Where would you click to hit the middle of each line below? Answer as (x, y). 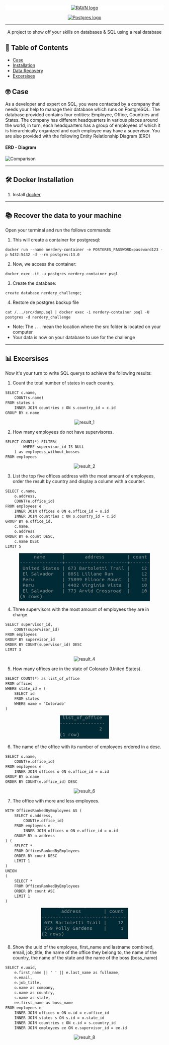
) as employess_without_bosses (47, 452)
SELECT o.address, (33, 816)
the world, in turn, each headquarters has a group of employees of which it (83, 125)
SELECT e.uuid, (21, 968)
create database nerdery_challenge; (44, 293)
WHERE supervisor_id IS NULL (54, 447)
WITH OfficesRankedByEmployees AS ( (44, 811)
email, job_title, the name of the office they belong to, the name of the (84, 952)
